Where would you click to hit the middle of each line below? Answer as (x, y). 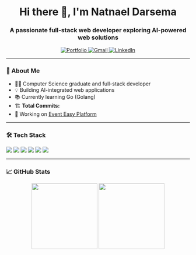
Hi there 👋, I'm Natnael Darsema (98, 12)
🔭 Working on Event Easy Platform (56, 114)
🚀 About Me (23, 71)
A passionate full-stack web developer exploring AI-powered (98, 30)
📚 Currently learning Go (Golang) (55, 97)
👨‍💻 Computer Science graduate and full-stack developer (83, 84)
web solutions (98, 37)
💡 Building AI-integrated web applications (64, 89)
